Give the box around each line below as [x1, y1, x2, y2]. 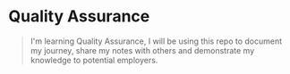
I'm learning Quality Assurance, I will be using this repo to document [30, 36, 283, 46]
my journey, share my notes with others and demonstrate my [30, 45, 255, 55]
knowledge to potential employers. [30, 54, 158, 65]
